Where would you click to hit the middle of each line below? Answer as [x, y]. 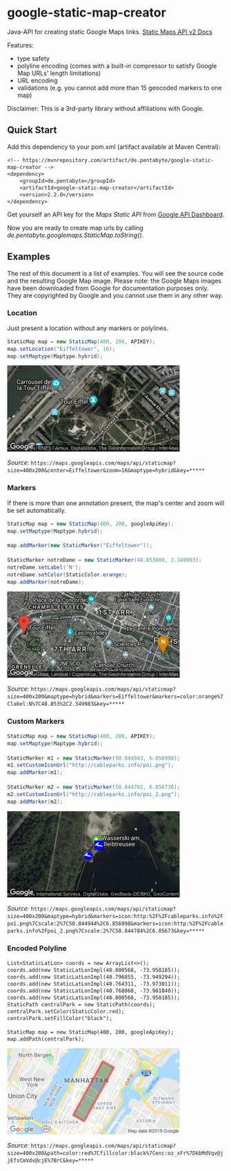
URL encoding [37, 80]
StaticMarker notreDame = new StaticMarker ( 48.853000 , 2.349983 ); [104, 560]
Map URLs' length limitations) [59, 73]
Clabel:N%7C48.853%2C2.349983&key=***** [66, 704]
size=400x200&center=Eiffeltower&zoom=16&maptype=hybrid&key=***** [106, 471]
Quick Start [32, 130]
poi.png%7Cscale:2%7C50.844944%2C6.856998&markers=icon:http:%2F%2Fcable [115, 924]
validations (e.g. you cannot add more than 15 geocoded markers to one [119, 88]
